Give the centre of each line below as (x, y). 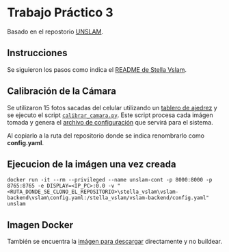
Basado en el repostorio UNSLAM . (55, 32)
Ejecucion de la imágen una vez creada (92, 164)
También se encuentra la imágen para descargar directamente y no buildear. (115, 242)
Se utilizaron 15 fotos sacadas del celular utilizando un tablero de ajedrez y (112, 108)
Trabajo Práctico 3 (60, 13)
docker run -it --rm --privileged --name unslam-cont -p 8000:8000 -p (110, 180)
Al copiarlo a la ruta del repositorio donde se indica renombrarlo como (106, 136)
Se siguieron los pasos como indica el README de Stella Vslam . (97, 69)
